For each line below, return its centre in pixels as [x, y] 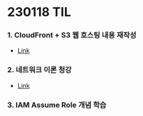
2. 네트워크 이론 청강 [39, 70]
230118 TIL [39, 12]
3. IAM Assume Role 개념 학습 [57, 105]
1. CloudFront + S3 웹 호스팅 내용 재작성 [72, 35]
